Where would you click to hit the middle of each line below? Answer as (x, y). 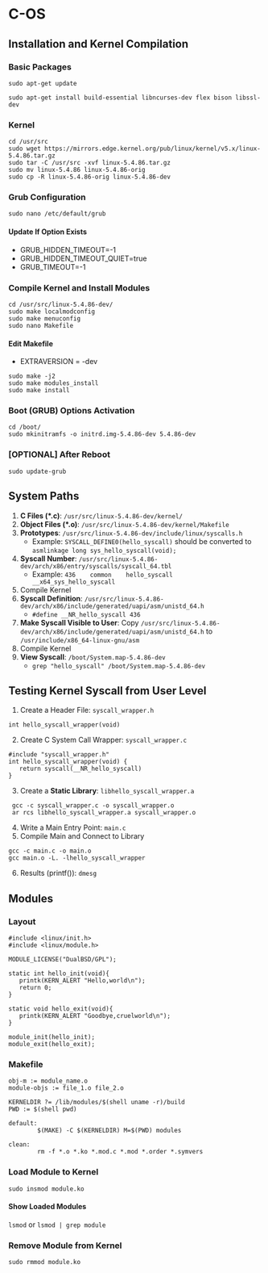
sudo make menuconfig (45, 318)
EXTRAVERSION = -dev (59, 362)
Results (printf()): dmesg (58, 873)
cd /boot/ (25, 427)
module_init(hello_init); (52, 1037)
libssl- (248, 98)
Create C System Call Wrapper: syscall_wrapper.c (103, 740)
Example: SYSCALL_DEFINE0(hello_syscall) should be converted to (142, 541)
